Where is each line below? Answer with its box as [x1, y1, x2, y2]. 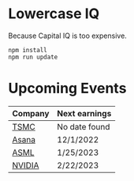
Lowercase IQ [8, 5, 100, 23]
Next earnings [57, 107, 112, 119]
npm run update [8, 53, 58, 61]
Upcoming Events [8, 80, 127, 97]
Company [12, 107, 50, 119]
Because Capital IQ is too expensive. [8, 31, 128, 40]
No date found [57, 121, 110, 132]
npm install [8, 46, 47, 54]
